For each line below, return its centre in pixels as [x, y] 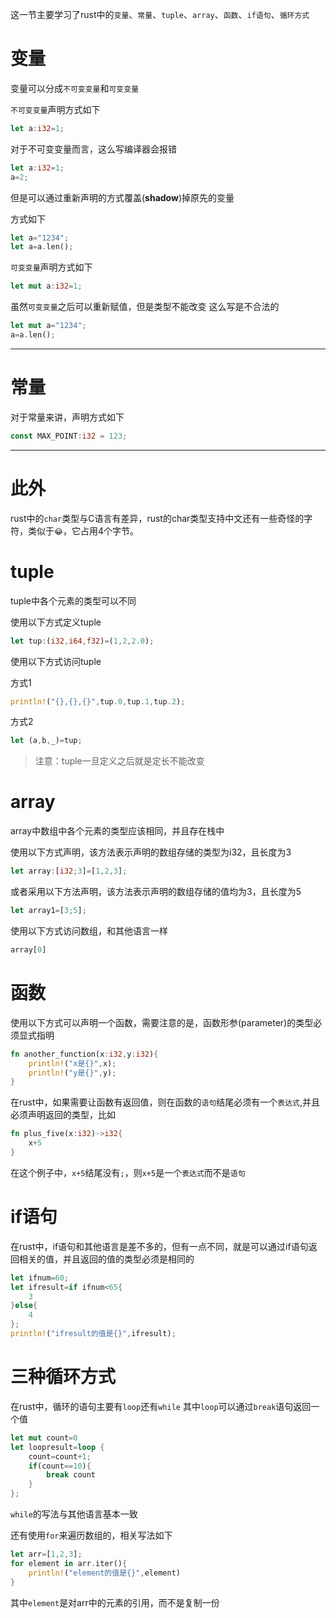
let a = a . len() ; [42, 247]
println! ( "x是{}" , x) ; [72, 1063]
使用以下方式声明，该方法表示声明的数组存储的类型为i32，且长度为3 [151, 852]
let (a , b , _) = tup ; [46, 741]
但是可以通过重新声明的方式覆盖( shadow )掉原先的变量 [122, 197]
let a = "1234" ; [40, 238]
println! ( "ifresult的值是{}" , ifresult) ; [93, 1334]
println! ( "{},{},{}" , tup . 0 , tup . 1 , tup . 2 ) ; [98, 701]
